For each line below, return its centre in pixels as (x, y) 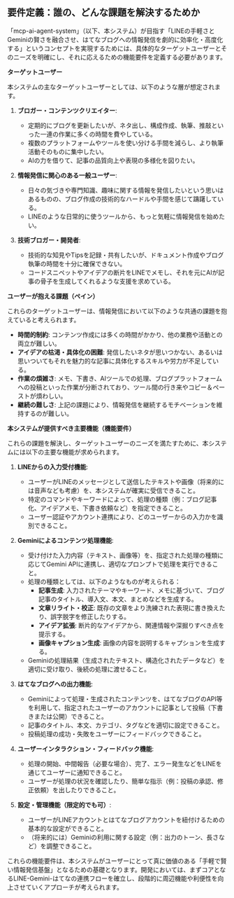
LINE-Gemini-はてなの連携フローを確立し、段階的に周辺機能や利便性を (115, 878)
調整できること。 (71, 845)
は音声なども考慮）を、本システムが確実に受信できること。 (113, 490)
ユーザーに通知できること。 (86, 772)
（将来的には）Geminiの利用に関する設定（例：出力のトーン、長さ (123, 837)
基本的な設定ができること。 (68, 828)
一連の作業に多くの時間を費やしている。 (98, 134)
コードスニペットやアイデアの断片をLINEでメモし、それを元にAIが (123, 272)
